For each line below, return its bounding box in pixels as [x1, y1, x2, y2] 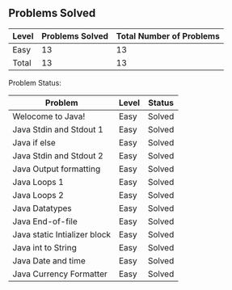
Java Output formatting [12, 163, 101, 174]
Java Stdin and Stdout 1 [12, 124, 103, 135]
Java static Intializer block [12, 229, 112, 240]
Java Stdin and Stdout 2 [12, 149, 103, 161]
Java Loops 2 [12, 189, 65, 200]
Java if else [12, 137, 57, 148]
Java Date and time [12, 254, 86, 266]
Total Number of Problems [116, 30, 220, 41]
